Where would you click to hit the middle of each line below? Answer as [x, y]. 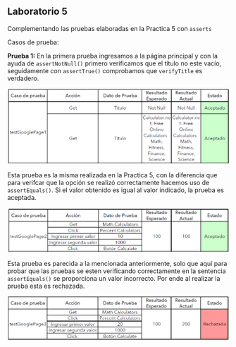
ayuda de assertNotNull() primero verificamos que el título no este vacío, [114, 63]
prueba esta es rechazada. [46, 286]
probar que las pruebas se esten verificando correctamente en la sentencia [117, 271]
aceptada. [22, 197]
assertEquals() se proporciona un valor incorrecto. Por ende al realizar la [114, 278]
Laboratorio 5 [38, 12]
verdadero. [23, 78]
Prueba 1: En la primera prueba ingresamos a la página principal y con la [113, 56]
